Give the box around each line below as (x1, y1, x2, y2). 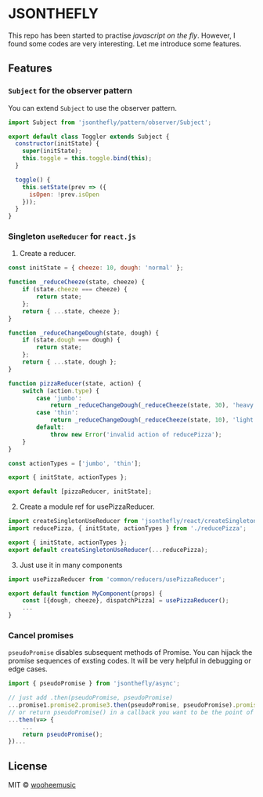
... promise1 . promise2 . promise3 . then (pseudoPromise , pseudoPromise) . (8, 701, 236, 709)
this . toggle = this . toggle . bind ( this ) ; (22, 155, 153, 163)
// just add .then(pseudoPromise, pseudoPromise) (8, 694, 174, 702)
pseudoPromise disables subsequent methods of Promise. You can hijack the (8, 648, 253, 657)
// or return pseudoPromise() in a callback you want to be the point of (8, 708, 254, 716)
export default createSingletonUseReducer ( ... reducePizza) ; (8, 546, 209, 554)
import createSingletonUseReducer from (8, 517, 139, 525)
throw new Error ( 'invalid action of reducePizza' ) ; (49, 430, 222, 438)
